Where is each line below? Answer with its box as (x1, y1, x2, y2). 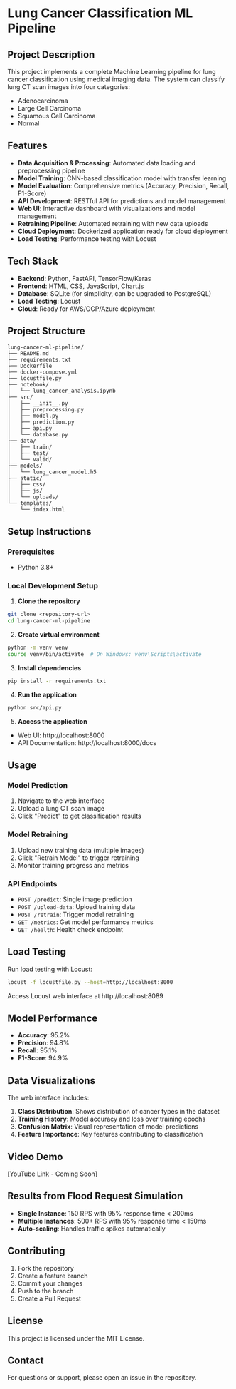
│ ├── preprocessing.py (7, 406, 84, 414)
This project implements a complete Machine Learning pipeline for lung (7, 68, 216, 76)
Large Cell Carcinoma (17, 104, 82, 112)
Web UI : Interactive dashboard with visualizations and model (17, 204, 195, 212)
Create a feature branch (17, 1271, 88, 1280)
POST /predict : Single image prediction (17, 895, 133, 903)
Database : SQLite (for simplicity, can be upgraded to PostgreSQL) (17, 289, 212, 297)
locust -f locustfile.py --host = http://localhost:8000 (7, 978, 173, 985)
